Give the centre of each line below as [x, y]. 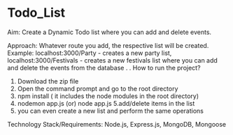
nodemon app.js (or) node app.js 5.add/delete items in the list [106, 103]
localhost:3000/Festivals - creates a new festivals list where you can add [113, 60]
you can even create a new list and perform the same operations [111, 111]
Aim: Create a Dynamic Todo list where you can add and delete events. [110, 32]
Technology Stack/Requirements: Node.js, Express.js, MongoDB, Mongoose [116, 124]
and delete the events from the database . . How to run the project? [104, 67]
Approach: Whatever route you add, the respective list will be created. [108, 45]
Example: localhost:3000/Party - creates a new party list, [90, 53]
